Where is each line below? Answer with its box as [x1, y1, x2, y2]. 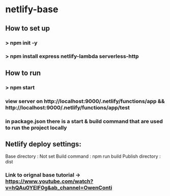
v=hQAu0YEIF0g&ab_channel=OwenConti [5, 184, 112, 191]
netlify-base [5, 4, 59, 15]
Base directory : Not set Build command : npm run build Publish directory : [5, 153, 161, 159]
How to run [5, 68, 41, 77]
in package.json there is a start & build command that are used [5, 117, 163, 125]
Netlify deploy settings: [5, 139, 81, 149]
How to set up [5, 24, 50, 33]
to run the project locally [5, 124, 67, 131]
